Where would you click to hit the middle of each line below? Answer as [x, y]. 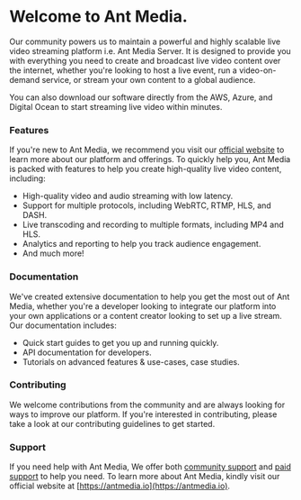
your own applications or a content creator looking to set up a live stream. [146, 315]
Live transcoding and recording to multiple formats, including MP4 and [153, 225]
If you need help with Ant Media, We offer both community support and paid [150, 467]
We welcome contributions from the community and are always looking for [147, 405]
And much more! [53, 253]
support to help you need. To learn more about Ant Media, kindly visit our [145, 477]
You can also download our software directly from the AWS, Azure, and [141, 97]
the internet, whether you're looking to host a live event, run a [124, 70]
